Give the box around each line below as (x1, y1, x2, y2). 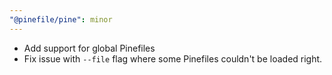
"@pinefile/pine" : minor (9, 14, 113, 25)
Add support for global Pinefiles (23, 42, 156, 54)
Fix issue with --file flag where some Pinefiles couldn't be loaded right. (23, 52, 323, 65)
